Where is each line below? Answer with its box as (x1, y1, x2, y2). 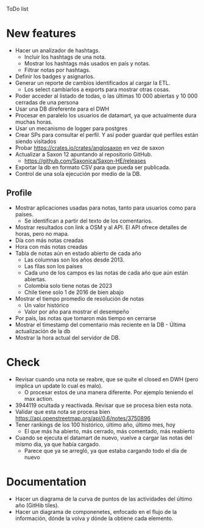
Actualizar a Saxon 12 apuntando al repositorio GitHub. (15, 150, 152, 158)
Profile (6, 188, 32, 198)
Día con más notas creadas (15, 237, 84, 244)
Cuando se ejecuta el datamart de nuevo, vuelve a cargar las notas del (15, 434, 193, 441)
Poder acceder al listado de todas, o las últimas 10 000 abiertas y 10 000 (15, 92, 198, 100)
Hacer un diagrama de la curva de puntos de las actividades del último (15, 495, 193, 502)
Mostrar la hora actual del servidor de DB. (15, 334, 121, 341)
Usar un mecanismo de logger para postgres (15, 125, 128, 132)
